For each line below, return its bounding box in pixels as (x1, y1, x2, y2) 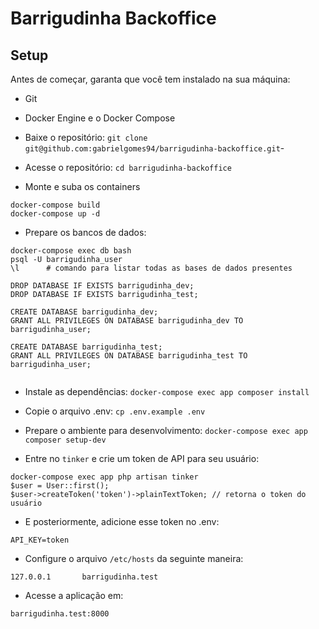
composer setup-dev (24, 435, 107, 445)
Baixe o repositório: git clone (24, 132, 148, 143)
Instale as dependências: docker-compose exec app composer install (24, 386, 310, 397)
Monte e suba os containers (24, 181, 141, 192)
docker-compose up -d (10, 209, 101, 219)
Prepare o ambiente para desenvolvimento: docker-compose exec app (24, 425, 308, 436)
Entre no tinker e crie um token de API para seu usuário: (24, 453, 260, 464)
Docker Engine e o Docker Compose (24, 112, 176, 124)
